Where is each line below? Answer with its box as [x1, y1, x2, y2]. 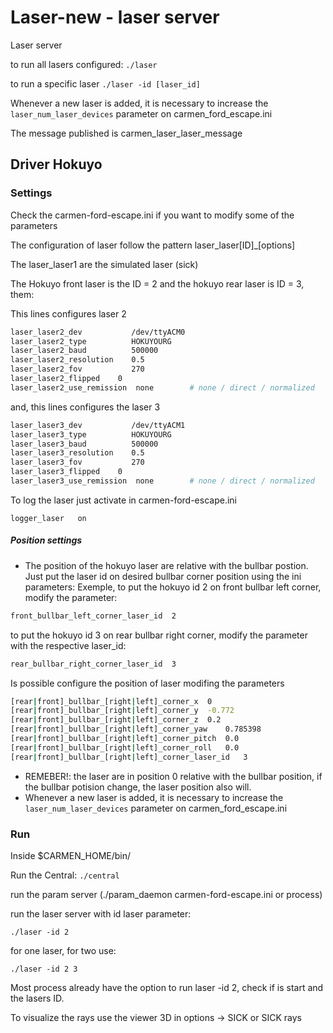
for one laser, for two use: [10, 945, 117, 957]
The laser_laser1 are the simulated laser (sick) [10, 258, 199, 270]
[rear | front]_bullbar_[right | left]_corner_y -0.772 [10, 706, 235, 716]
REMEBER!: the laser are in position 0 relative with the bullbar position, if [24, 770, 323, 782]
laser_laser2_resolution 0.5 [10, 355, 145, 365]
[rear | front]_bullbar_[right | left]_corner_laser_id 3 [10, 752, 248, 762]
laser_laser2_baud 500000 [10, 346, 159, 356]
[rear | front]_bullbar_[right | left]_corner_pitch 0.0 [10, 734, 240, 744]
